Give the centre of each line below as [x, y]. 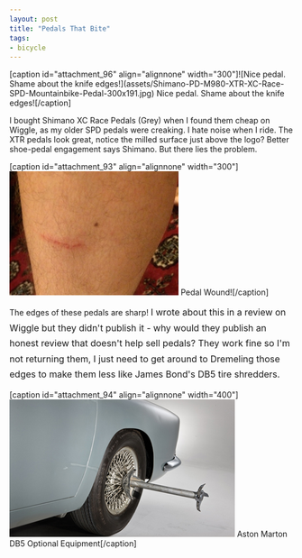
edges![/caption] [41, 103]
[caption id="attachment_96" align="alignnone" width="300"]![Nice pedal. [148, 74]
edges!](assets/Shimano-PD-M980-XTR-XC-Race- [190, 84]
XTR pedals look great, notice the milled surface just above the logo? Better [150, 140]
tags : [19, 38]
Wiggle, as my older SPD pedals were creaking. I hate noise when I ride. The [151, 130]
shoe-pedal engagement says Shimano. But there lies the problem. [133, 150]
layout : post [34, 19]
